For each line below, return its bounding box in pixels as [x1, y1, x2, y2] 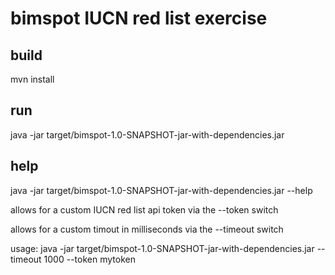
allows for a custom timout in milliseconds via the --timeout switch [10, 223, 284, 235]
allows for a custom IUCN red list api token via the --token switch [10, 203, 279, 216]
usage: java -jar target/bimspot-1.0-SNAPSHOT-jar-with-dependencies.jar [10, 242, 315, 254]
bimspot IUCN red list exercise [10, 7, 268, 30]
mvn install [10, 73, 55, 85]
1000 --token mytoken [43, 253, 136, 265]
